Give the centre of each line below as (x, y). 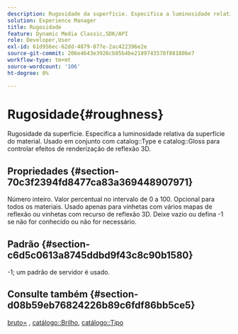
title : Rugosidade (34, 27)
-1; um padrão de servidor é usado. (59, 272)
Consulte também (48, 294)
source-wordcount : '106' (44, 67)
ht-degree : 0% (28, 73)
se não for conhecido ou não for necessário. (72, 222)
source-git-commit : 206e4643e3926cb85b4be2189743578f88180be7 (101, 54)
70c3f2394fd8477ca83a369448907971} (100, 182)
